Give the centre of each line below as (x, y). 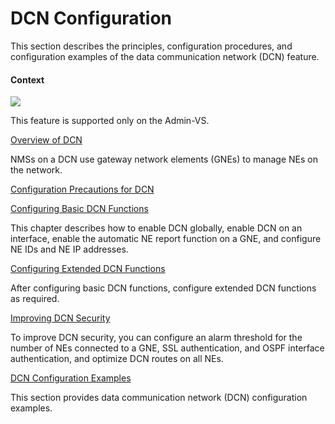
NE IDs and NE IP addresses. (69, 249)
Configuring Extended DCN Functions (88, 269)
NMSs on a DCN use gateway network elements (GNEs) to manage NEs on (164, 159)
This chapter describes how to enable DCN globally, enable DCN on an (156, 228)
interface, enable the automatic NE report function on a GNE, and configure (166, 239)
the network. (36, 170)
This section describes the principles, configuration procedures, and (151, 46)
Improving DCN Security (60, 318)
